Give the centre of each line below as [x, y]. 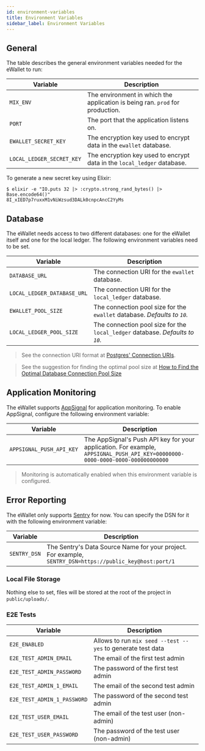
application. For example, [120, 447]
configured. [36, 480]
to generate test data [135, 648]
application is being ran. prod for [134, 103]
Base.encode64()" [28, 195]
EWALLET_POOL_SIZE [36, 311]
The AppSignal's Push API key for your [140, 439]
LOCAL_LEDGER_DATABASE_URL [49, 293]
